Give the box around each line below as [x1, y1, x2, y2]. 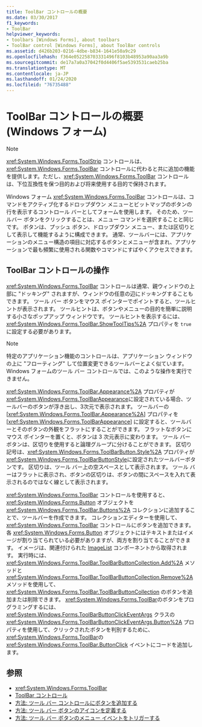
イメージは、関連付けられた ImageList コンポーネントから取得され [17, 544, 183, 551]
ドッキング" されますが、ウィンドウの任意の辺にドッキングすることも [21, 290, 194, 297]
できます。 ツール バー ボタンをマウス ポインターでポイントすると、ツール [6, 297, 191, 305]
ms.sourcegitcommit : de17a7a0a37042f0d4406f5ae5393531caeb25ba [6, 59, 169, 65]
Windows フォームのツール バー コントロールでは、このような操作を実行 [6, 367, 187, 374]
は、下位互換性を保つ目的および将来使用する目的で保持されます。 [6, 180, 170, 187]
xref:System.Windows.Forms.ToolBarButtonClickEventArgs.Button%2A [6, 618, 183, 626]
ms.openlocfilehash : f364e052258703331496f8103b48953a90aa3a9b [6, 54, 169, 60]
